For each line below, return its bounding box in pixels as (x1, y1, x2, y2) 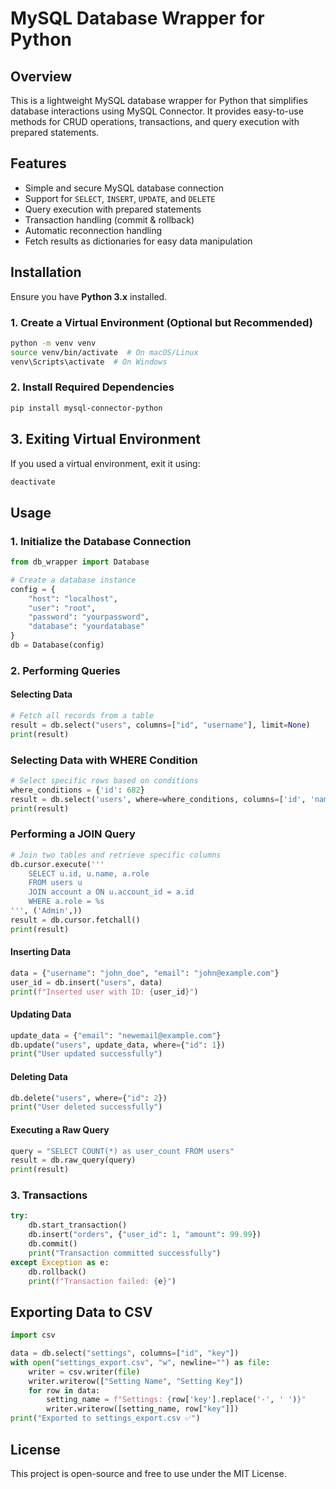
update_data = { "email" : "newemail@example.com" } (10, 1030, 222, 1041)
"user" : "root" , (28, 603, 97, 613)
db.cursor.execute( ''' (10, 859, 105, 869)
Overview (10, 68, 73, 85)
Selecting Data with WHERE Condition (10, 753, 198, 767)
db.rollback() (28, 1267, 87, 1277)
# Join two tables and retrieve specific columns (10, 850, 222, 860)
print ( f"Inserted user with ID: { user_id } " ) (10, 987, 199, 997)
